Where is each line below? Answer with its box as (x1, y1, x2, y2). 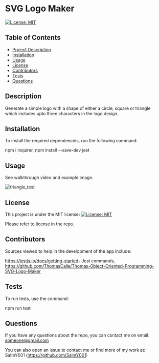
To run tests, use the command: (5, 296, 69, 302)
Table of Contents (5, 33, 61, 42)
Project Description (12, 46, 51, 52)
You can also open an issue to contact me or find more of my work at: (5, 347, 146, 353)
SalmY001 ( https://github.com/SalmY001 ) (5, 352, 88, 358)
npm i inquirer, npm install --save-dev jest (5, 147, 90, 153)
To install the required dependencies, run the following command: (5, 138, 138, 144)
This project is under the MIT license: (5, 212, 80, 217)
